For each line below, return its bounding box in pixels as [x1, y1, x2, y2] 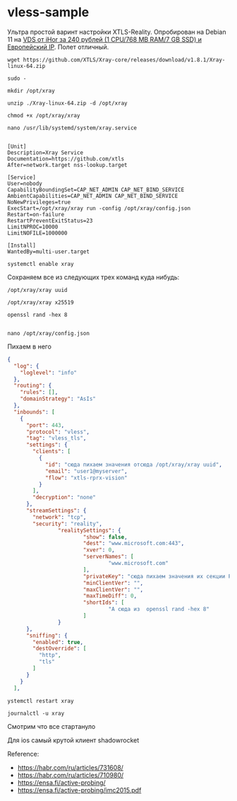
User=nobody [7, 180, 42, 187]
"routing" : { [13, 382, 52, 390]
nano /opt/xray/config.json [7, 329, 90, 337]
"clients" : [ [32, 448, 71, 455]
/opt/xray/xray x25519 [7, 298, 74, 306]
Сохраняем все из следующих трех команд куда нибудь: [7, 273, 180, 281]
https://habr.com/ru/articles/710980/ [17, 771, 124, 779]
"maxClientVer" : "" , [83, 586, 143, 593]
